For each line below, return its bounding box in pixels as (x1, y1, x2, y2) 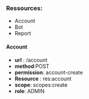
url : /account (14, 56, 48, 63)
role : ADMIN (14, 87, 45, 94)
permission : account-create (14, 69, 83, 76)
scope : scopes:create (14, 81, 68, 88)
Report (14, 30, 31, 37)
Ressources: (6, 4, 43, 12)
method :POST (14, 63, 50, 70)
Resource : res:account (14, 75, 72, 82)
